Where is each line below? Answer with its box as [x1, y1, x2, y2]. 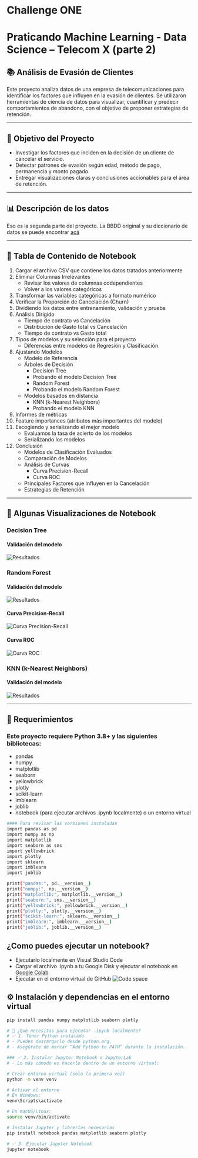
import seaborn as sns [6, 842, 62, 849]
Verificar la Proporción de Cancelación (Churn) [15, 298, 129, 305]
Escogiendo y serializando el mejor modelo [15, 423, 120, 430]
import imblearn [6, 865, 46, 870]
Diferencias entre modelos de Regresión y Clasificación [24, 342, 159, 349]
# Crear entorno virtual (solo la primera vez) [6, 1071, 126, 1077]
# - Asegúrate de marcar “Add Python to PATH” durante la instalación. [6, 1044, 186, 1050]
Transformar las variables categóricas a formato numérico [15, 292, 156, 299]
